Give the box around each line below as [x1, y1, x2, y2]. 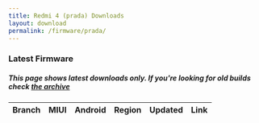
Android [74, 105, 107, 116]
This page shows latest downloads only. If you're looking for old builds [8, 73, 252, 83]
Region [114, 105, 142, 116]
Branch [12, 105, 41, 116]
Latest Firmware [8, 53, 74, 64]
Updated [148, 105, 184, 116]
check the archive [8, 81, 70, 91]
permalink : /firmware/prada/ [8, 27, 107, 35]
